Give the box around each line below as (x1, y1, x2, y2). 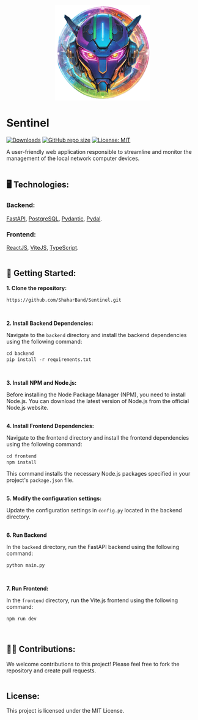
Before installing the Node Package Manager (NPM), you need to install (6, 391, 186, 398)
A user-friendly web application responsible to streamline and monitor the (6, 148, 193, 155)
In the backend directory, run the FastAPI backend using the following (6, 543, 179, 550)
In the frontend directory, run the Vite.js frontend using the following (6, 597, 178, 604)
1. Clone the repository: (6, 284, 67, 291)
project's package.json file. (6, 476, 74, 484)
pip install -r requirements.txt (6, 356, 92, 363)
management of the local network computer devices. (6, 155, 140, 162)
